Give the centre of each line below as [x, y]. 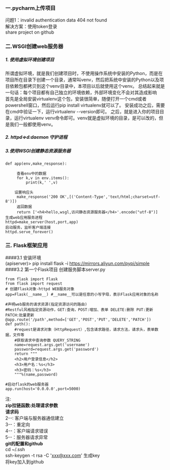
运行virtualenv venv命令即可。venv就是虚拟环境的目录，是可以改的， [87, 118]
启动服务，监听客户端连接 [28, 227]
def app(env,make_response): [36, 164]
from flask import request [34, 283]
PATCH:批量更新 [20, 315]
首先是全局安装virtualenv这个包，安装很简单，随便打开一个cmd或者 [76, 99]
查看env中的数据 [32, 174]
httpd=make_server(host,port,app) [42, 222]
